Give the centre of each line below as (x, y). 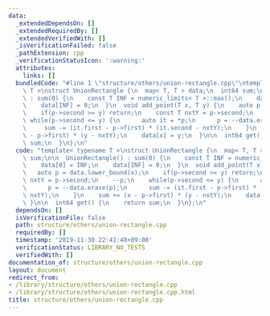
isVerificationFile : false (61, 218)
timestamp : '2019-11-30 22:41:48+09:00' (84, 240)
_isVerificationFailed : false (66, 46)
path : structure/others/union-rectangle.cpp (91, 225)
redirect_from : (34, 277)
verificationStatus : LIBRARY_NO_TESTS (81, 248)
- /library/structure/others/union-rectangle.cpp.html (102, 293)
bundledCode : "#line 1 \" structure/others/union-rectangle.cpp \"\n (131, 83)
